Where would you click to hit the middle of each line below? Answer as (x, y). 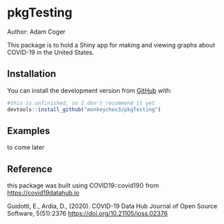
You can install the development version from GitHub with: (89, 90)
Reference (30, 169)
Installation (32, 74)
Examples (29, 131)
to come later (26, 147)
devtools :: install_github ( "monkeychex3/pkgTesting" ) (84, 109)
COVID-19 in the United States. (51, 52)
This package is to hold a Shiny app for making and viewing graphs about (111, 45)
